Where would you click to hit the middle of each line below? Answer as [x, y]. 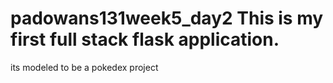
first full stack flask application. [145, 39]
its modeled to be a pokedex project [84, 67]
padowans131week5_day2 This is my [167, 18]
